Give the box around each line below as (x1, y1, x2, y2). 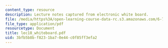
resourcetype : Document (5, 26, 55, 31)
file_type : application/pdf (5, 21, 64, 26)
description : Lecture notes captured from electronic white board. (5, 12, 149, 17)
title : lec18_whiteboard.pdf (5, 30, 66, 35)
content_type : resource (5, 7, 55, 12)
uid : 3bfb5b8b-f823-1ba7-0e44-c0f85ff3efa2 (5, 35, 97, 40)
